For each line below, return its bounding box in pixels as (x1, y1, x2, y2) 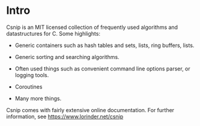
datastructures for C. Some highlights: (6, 30, 101, 37)
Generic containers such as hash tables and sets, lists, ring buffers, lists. (14, 42, 195, 49)
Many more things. (14, 95, 62, 102)
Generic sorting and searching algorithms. (14, 53, 120, 60)
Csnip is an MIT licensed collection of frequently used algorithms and (6, 24, 178, 31)
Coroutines (14, 83, 43, 90)
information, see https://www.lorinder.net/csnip (6, 113, 124, 120)
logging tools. (14, 71, 49, 78)
